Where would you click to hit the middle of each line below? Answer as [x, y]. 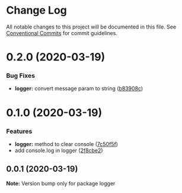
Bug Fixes [21, 76]
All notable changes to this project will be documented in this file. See [91, 27]
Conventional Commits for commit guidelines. [62, 33]
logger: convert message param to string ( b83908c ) [79, 88]
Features [19, 131]
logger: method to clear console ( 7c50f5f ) [66, 144]
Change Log [36, 10]
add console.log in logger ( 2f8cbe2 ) [59, 150]
